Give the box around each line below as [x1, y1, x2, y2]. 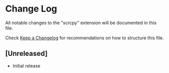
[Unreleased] [5, 49, 48, 58]
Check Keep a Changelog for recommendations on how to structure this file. [5, 35, 164, 41]
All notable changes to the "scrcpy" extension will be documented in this [5, 20, 157, 26]
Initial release [12, 62, 40, 68]
